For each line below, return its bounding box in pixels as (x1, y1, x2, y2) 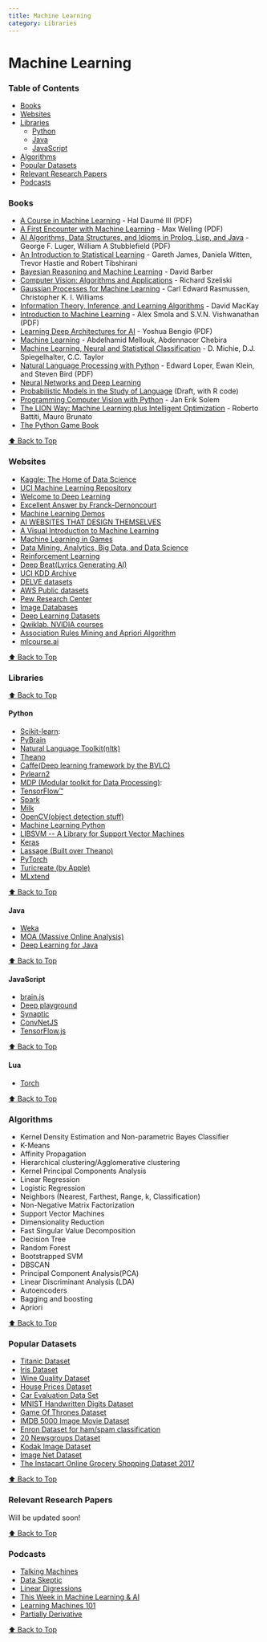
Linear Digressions (19, 1583, 83, 1593)
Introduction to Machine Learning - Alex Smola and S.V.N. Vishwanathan (19, 310, 259, 320)
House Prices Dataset (19, 1382, 92, 1391)
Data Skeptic (19, 1575, 63, 1584)
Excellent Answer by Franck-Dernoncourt (19, 499, 157, 510)
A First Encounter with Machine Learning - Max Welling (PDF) (19, 224, 224, 234)
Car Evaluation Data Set (19, 1391, 99, 1400)
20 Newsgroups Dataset (19, 1433, 101, 1443)
